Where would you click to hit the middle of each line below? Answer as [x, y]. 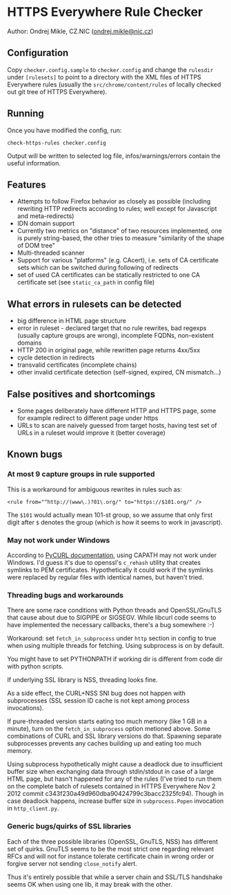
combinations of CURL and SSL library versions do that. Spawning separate [114, 736]
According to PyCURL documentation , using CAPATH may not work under [112, 555]
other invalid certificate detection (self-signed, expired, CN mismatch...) [119, 372]
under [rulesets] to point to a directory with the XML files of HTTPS [104, 77]
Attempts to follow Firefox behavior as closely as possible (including [114, 201]
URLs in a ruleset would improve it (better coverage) [91, 433]
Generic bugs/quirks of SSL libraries [69, 826]
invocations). [26, 708]
